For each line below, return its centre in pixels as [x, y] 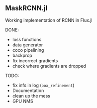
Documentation [28, 90]
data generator [28, 45]
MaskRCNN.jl [26, 8]
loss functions [27, 39]
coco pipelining [28, 50]
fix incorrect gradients [35, 60]
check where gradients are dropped [49, 66]
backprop [22, 55]
